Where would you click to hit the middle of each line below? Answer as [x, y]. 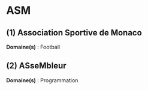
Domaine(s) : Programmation [42, 80]
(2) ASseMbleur [37, 66]
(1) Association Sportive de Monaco [74, 33]
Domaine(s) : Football [33, 47]
